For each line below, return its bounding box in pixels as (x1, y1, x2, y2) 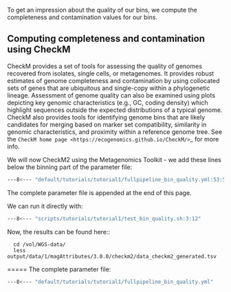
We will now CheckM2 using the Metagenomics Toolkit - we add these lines (7, 155, 222, 164)
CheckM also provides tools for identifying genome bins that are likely (7, 113, 206, 121)
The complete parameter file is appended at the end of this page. (7, 188, 192, 196)
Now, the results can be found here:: (7, 227, 111, 236)
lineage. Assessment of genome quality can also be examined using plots (7, 91, 215, 99)
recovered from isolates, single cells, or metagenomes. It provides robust (7, 69, 214, 78)
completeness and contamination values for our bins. (7, 13, 158, 21)
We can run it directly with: (7, 202, 83, 210)
